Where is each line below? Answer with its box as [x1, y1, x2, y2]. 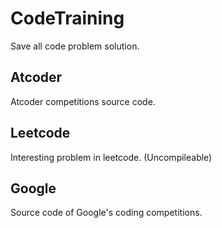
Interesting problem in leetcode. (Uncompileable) [10, 151, 213, 163]
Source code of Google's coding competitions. [10, 207, 203, 219]
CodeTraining [10, 7, 125, 30]
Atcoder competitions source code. [10, 95, 156, 107]
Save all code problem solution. [10, 40, 140, 52]
